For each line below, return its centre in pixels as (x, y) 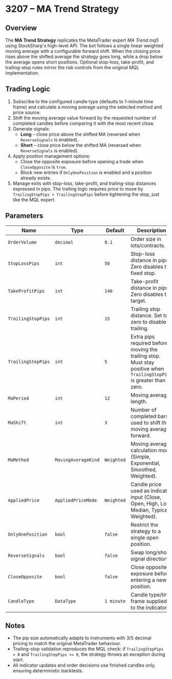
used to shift (145, 423)
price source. (27, 112)
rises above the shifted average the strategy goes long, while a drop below (84, 56)
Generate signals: (31, 128)
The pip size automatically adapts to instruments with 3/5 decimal (82, 638)
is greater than (148, 380)
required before (149, 343)
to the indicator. (149, 608)
